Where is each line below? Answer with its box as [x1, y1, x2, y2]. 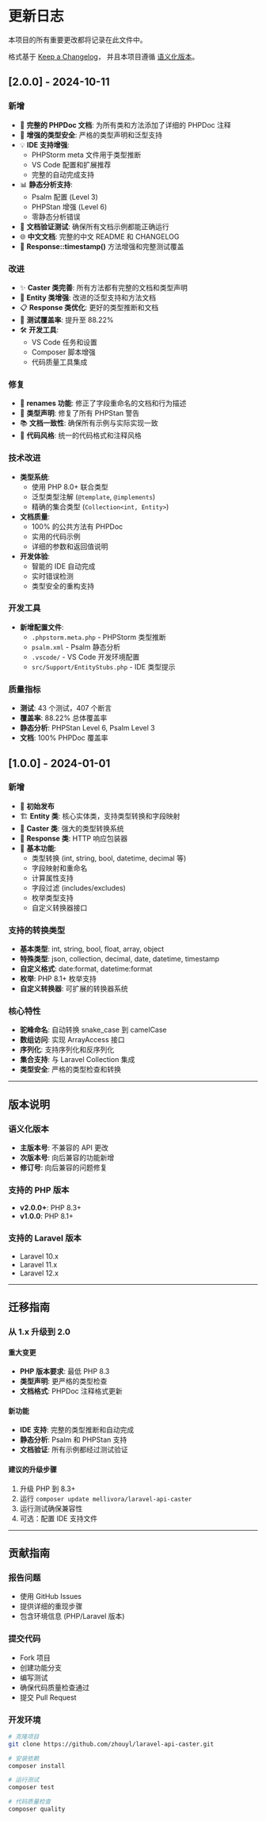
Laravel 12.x [19, 1268, 59, 1278]
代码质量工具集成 [31, 357, 88, 366]
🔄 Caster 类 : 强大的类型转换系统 [19, 823, 124, 833]
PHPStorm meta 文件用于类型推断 [31, 150, 142, 159]
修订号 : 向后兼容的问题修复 [19, 1163, 108, 1172]
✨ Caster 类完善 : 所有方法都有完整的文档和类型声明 [19, 282, 188, 292]
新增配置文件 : [19, 622, 64, 631]
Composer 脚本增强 [31, 347, 97, 357]
